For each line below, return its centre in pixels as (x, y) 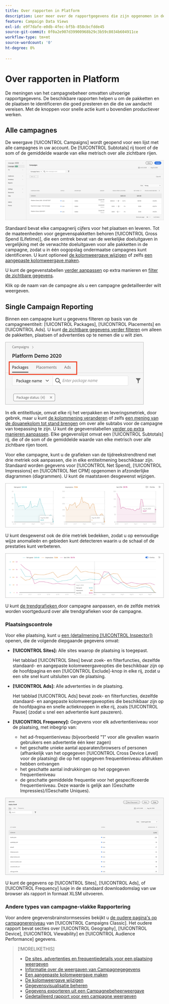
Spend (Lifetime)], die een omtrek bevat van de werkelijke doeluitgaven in (81, 239)
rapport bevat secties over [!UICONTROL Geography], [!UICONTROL (76, 928)
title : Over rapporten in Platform (43, 11)
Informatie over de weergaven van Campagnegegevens (83, 969)
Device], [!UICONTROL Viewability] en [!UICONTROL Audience (70, 934)
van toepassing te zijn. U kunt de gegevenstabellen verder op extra (75, 429)
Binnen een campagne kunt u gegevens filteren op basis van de (71, 319)
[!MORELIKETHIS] (36, 949)
